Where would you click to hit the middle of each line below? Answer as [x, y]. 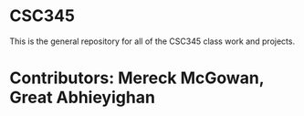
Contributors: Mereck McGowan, [137, 78]
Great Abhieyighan [82, 98]
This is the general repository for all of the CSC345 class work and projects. [152, 41]
